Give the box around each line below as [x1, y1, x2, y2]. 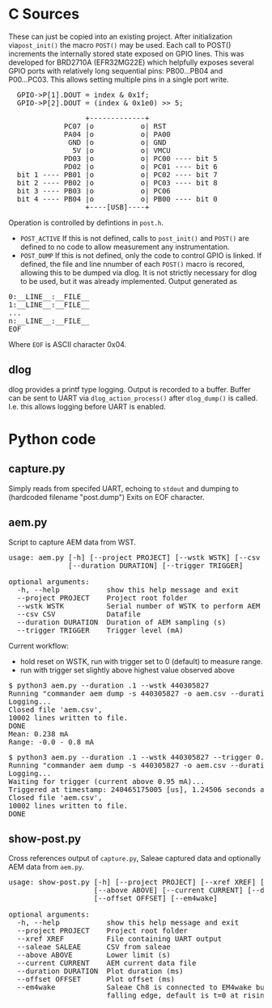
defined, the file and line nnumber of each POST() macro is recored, [19, 259, 245, 269]
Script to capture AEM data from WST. [8, 537, 136, 547]
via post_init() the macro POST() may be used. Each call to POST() [8, 40, 232, 49]
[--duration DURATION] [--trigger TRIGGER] [68, 561, 244, 570]
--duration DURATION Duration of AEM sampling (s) [16, 617, 227, 627]
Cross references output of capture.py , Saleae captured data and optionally [8, 853, 261, 863]
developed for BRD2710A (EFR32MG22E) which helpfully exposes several [8, 57, 254, 67]
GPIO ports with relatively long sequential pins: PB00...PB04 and [8, 66, 223, 75]
